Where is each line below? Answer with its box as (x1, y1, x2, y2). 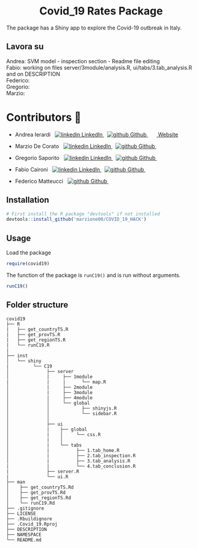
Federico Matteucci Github (14, 177, 107, 185)
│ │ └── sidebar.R (6, 410, 117, 416)
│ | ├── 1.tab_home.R (6, 447, 120, 454)
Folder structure (6, 300, 69, 310)
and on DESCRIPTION (6, 70, 60, 78)
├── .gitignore (6, 505, 45, 511)
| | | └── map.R (6, 379, 107, 385)
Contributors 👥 (6, 110, 82, 124)
